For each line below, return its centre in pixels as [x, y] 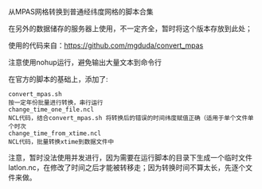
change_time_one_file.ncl [51, 110]
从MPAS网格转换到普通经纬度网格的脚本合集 [81, 12]
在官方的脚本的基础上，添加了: [59, 79]
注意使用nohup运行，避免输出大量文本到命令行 [85, 62]
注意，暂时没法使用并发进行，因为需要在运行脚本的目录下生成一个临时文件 [130, 158]
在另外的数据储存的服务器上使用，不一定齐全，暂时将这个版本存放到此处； [130, 29]
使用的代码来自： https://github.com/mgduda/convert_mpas [106, 45]
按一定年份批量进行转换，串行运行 [56, 102]
